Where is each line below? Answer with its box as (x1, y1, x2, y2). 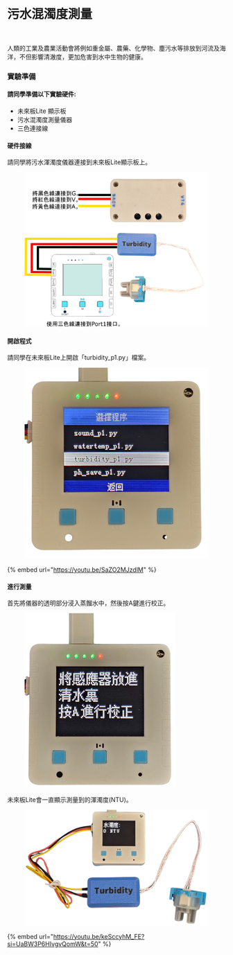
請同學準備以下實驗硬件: (7, 90, 76, 98)
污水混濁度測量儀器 (17, 116, 73, 124)
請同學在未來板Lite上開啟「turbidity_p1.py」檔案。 (7, 353, 150, 362)
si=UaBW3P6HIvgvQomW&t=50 (7, 940, 98, 948)
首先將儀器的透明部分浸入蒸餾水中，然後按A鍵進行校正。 (7, 599, 170, 607)
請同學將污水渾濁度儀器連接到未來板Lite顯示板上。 (7, 158, 151, 166)
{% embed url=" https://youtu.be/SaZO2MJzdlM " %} (7, 566, 157, 574)
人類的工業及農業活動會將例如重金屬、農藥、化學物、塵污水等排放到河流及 (7, 44, 220, 52)
